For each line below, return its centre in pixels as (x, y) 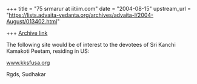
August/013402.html (32, 21)
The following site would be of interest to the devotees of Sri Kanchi (91, 45)
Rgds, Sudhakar (26, 74)
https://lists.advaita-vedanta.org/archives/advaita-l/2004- (81, 15)
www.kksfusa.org (28, 63)
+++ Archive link (27, 33)
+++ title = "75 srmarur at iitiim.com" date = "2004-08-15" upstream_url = (99, 9)
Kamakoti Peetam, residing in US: (48, 51)
